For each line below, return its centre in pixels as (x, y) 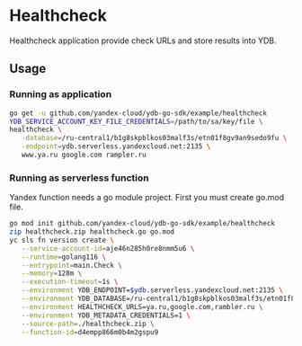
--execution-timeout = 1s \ (70, 282)
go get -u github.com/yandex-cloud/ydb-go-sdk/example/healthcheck (138, 113)
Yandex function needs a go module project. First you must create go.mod (147, 198)
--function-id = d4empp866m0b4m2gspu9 (90, 332)
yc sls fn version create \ (62, 240)
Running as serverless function (80, 178)
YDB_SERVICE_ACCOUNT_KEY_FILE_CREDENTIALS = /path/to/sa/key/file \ (136, 121)
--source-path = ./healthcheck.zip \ (88, 324)
